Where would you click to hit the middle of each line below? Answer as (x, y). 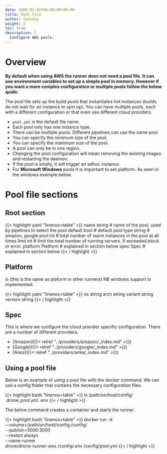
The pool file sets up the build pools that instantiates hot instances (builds (81, 101)
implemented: (19, 284)
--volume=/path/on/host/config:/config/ (46, 425)
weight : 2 (15, 24)
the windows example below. (42, 174)
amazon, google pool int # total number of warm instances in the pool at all (82, 235)
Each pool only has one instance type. (52, 127)
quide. (12, 92)
